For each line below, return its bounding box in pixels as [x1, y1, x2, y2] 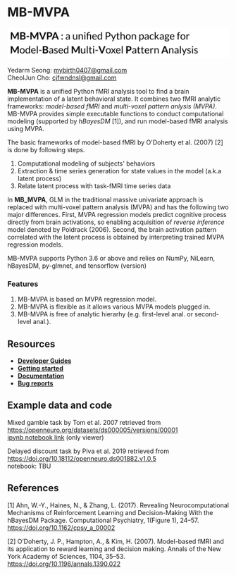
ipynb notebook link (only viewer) [7, 433, 104, 441]
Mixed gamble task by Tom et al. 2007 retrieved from [7, 418, 161, 426]
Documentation [17, 371, 65, 380]
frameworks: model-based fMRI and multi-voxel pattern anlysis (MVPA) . [7, 101, 217, 110]
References [7, 482, 59, 494]
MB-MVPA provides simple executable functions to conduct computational [7, 109, 224, 118]
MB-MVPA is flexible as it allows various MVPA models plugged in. [17, 302, 211, 311]
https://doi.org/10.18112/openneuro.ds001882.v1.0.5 [7, 454, 156, 462]
